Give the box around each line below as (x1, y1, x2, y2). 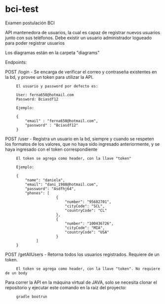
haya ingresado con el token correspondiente (5, 146, 98, 152)
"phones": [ (25, 190, 50, 195)
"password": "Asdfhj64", (25, 186, 77, 191)
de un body (5, 270, 28, 276)
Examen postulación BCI (5, 20, 55, 26)
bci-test (5, 3, 39, 15)
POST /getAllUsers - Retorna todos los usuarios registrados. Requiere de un (5, 251, 160, 257)
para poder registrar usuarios (5, 40, 65, 46)
